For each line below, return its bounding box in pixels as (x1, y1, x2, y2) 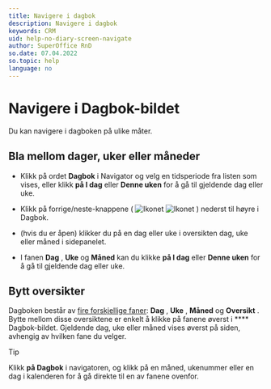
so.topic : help (8, 57, 60, 66)
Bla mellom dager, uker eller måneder (8, 150, 201, 163)
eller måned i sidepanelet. (19, 236, 107, 247)
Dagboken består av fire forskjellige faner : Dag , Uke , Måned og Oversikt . (8, 306, 260, 315)
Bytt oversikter (8, 284, 85, 298)
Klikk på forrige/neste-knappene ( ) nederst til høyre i (19, 204, 259, 214)
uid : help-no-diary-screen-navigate (8, 34, 132, 43)
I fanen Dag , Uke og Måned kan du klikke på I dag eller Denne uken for (19, 252, 260, 262)
